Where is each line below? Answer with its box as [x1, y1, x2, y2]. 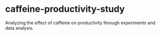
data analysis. [5, 25, 34, 31]
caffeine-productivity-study [5, 3, 125, 15]
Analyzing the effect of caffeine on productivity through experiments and [5, 20, 155, 26]
